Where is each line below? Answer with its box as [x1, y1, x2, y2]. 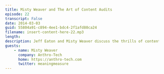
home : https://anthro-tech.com [18, 57, 82, 62]
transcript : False [5, 16, 42, 21]
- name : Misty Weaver [14, 48, 58, 53]
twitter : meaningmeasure [18, 61, 69, 66]
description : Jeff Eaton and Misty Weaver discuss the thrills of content [5, 39, 161, 44]
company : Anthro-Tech [18, 52, 62, 57]
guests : [5, 43, 21, 48]
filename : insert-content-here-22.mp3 [5, 30, 84, 35]
